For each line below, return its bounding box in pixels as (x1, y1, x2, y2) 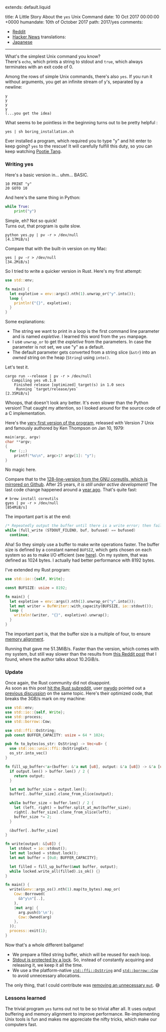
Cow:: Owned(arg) (18, 915, 52, 920)
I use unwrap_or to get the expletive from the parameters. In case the (12, 339, 152, 345)
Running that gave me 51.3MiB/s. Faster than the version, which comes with (5, 646, 159, 652)
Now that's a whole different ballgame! (5, 942, 84, 948)
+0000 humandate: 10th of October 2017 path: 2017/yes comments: (5, 19, 143, 25)
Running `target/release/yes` (16, 387, 79, 392)
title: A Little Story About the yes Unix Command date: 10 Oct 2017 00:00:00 (5, 14, 160, 19)
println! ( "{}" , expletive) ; (14, 301, 72, 306)
